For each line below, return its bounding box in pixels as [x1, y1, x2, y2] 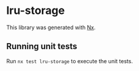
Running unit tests [6, 41, 77, 52]
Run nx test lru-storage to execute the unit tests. [6, 57, 133, 64]
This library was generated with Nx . [6, 24, 96, 31]
